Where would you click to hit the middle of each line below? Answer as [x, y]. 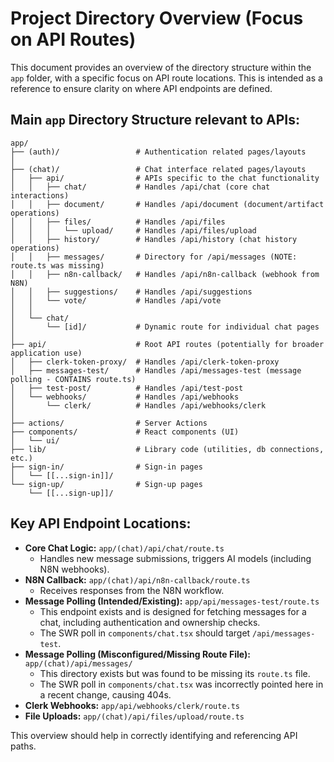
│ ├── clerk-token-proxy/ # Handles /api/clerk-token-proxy [145, 362]
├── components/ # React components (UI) [125, 432]
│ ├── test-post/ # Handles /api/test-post [127, 388]
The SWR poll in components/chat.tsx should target [145, 633]
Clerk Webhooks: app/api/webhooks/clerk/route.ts [132, 705]
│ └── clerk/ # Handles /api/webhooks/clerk [138, 405]
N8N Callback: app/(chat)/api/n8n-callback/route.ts [137, 579]
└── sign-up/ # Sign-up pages [106, 484]
